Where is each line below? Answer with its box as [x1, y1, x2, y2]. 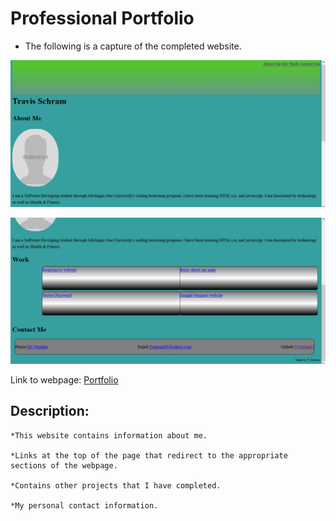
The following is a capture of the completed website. [24, 40, 242, 52]
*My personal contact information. [10, 500, 159, 511]
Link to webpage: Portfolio [10, 373, 119, 386]
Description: [10, 403, 90, 420]
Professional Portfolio [10, 7, 195, 30]
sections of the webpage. [10, 460, 118, 471]
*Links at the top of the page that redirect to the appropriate [10, 450, 288, 461]
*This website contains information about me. [10, 430, 208, 441]
